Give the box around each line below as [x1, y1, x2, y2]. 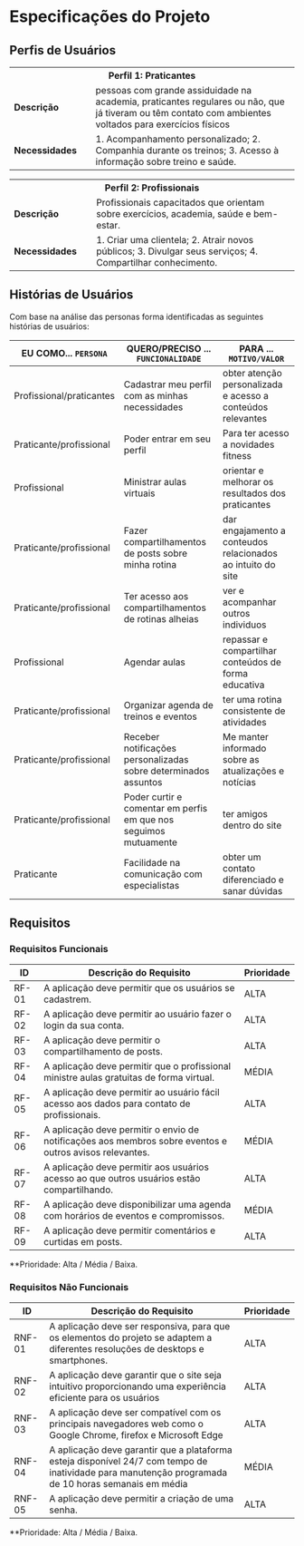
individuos [223, 618, 267, 631]
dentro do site [223, 819, 282, 831]
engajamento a [223, 524, 287, 537]
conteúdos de [223, 656, 282, 668]
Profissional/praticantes [14, 389, 116, 402]
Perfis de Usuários [9, 43, 116, 58]
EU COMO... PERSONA [21, 346, 108, 359]
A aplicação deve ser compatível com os [49, 1405, 222, 1418]
